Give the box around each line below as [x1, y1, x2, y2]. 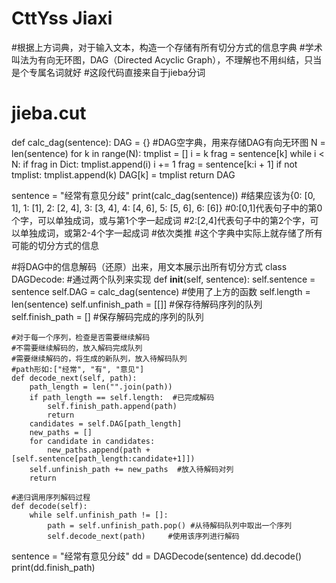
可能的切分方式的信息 [11, 239, 99, 251]
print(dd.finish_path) [11, 561, 96, 573]
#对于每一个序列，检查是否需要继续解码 [11, 332, 151, 342]
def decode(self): [11, 501, 88, 511]
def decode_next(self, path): [11, 373, 138, 383]
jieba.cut [11, 102, 87, 125]
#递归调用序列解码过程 [11, 492, 91, 502]
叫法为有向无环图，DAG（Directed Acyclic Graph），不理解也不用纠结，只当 [11, 53, 323, 66]
